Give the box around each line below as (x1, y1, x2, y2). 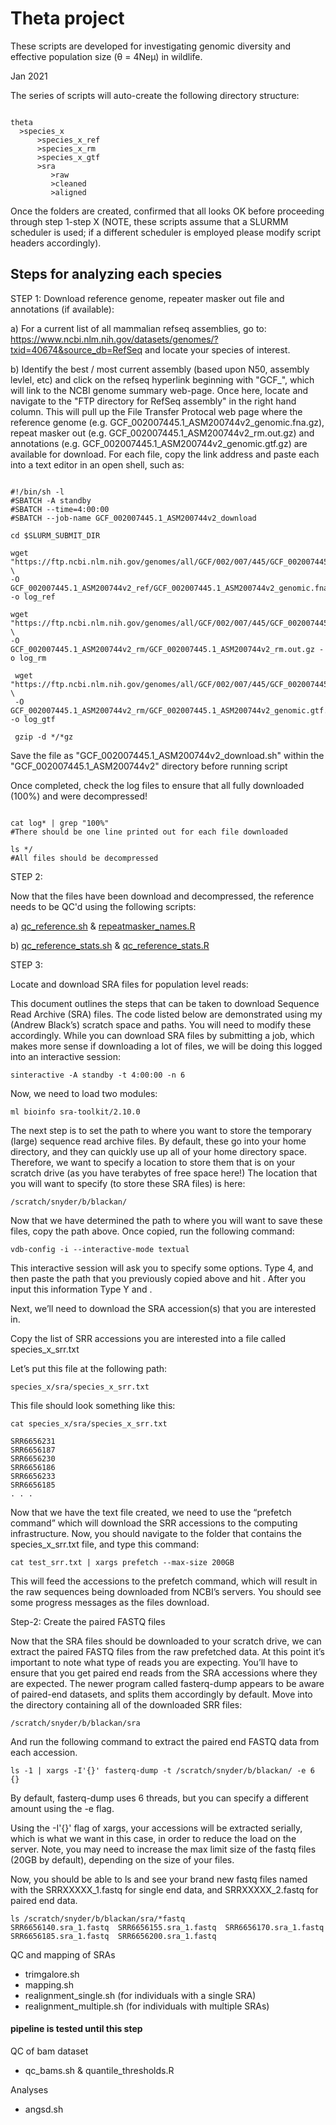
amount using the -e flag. (10, 1802, 115, 1814)
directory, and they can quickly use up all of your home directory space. (10, 1145, 307, 1157)
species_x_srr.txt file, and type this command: (10, 1538, 200, 1550)
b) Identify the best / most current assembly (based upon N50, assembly (10, 363, 310, 375)
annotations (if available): (10, 303, 115, 315)
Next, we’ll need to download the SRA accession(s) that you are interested (10, 1302, 317, 1314)
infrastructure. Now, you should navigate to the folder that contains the (10, 1527, 302, 1539)
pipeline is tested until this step (10, 2023, 143, 2035)
